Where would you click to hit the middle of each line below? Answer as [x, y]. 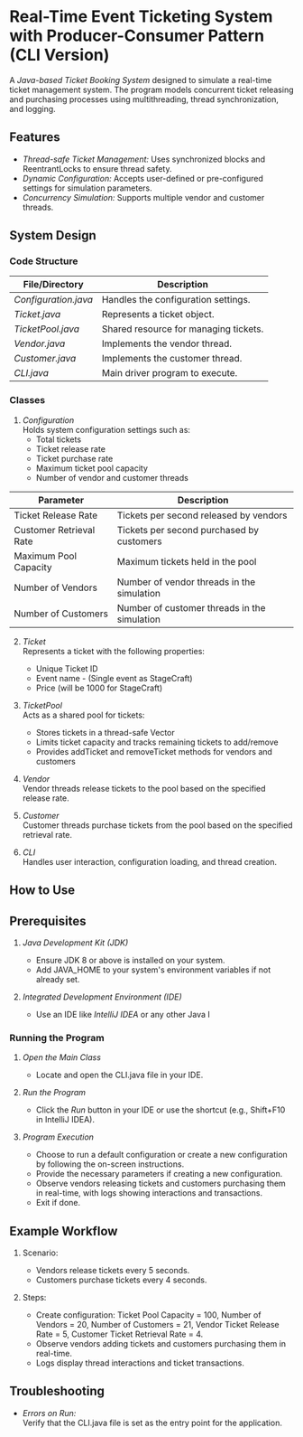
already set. [58, 979]
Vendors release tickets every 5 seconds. [113, 1271]
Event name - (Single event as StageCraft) [114, 678]
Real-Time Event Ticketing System [141, 17]
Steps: [34, 1298]
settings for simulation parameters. [87, 188]
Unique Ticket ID [67, 668]
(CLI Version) [60, 55]
